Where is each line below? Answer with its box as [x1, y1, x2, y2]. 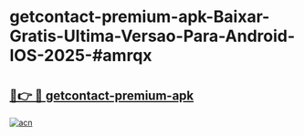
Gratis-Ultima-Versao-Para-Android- [9, 26, 296, 47]
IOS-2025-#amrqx [9, 46, 152, 66]
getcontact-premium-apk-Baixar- [9, 6, 270, 27]
